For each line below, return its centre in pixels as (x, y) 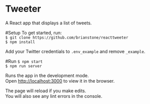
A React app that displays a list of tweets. (49, 23)
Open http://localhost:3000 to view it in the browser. (60, 81)
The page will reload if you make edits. (46, 91)
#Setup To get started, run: (34, 32)
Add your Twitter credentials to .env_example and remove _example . (76, 51)
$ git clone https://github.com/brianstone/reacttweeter (67, 38)
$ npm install (20, 42)
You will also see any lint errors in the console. (54, 96)
